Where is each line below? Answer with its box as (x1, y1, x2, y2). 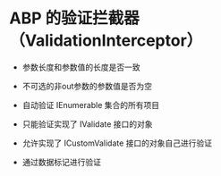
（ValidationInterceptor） (9, 30, 203, 51)
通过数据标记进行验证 (21, 156, 101, 167)
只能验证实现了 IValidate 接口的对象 (21, 118, 154, 130)
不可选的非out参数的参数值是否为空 (21, 80, 153, 91)
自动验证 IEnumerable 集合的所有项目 (21, 99, 160, 110)
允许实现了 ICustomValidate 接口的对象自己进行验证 (21, 138, 213, 148)
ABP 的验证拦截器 (9, 8, 140, 29)
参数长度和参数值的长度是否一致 (21, 62, 140, 72)
